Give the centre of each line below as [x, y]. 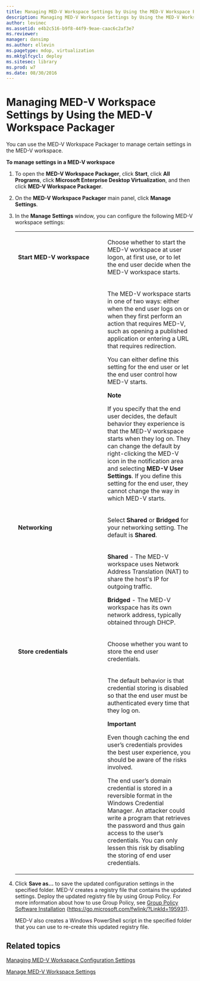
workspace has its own [139, 608]
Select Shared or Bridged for [148, 520]
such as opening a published [147, 331]
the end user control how [142, 375]
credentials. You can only [142, 841]
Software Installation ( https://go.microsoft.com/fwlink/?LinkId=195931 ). [102, 909]
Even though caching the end [148, 737]
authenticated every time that [148, 703]
